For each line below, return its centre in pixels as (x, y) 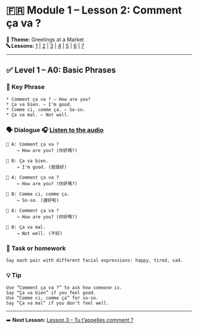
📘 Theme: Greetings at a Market (45, 40)
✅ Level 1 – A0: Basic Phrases (61, 70)
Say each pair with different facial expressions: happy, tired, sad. (95, 261)
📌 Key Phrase (26, 87)
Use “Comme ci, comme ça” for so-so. (52, 298)
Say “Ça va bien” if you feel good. (51, 292)
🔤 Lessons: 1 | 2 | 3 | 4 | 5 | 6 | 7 (45, 45)
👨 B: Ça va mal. (26, 227)
